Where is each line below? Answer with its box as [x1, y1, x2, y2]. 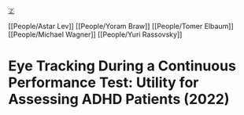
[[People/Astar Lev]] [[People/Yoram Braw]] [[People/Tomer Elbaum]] [8, 22, 234, 31]
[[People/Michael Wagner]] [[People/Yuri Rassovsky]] [8, 30, 183, 39]
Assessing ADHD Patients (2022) [8, 91, 230, 108]
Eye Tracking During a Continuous [8, 57, 236, 75]
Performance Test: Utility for [8, 74, 199, 92]
